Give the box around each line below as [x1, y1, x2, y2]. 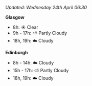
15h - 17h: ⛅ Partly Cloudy [12, 68, 69, 73]
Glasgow [5, 14, 25, 20]
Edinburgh [5, 50, 28, 55]
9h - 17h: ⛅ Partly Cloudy [12, 30, 67, 36]
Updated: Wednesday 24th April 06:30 [5, 5, 87, 10]
